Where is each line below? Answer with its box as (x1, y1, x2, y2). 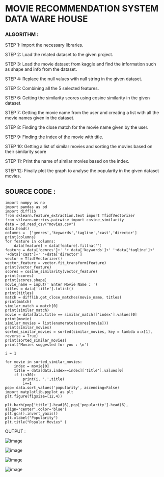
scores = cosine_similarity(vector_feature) (5, 269, 98, 274)
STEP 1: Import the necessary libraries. (5, 42, 83, 48)
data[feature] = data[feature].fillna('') (14, 243, 102, 248)
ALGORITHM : (5, 31, 39, 38)
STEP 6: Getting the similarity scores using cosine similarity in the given (5, 95, 150, 101)
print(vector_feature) (5, 265, 52, 270)
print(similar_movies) (5, 325, 52, 330)
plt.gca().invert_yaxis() (5, 411, 58, 416)
